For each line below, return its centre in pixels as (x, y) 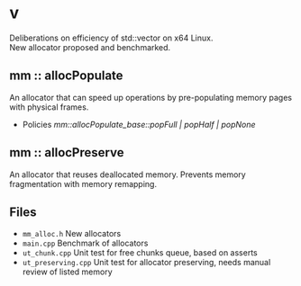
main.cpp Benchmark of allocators (85, 243)
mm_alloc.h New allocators (72, 234)
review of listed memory (67, 272)
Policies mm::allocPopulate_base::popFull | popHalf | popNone (139, 124)
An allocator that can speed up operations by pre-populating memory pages (151, 97)
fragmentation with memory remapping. (83, 183)
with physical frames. (49, 107)
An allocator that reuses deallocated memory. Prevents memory (128, 174)
